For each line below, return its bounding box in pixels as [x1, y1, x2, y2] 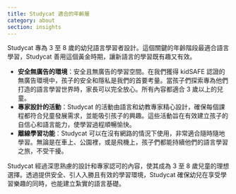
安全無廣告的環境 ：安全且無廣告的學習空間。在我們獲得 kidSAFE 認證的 [17, 68, 225, 76]
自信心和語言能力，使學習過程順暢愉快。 [17, 121, 136, 129]
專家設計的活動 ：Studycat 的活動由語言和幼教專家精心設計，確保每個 [17, 103, 219, 111]
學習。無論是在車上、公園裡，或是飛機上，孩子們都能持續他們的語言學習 [17, 138, 228, 147]
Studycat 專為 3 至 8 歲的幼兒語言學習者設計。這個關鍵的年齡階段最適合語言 [7, 44, 230, 52]
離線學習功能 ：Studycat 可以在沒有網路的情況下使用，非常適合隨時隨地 [17, 129, 225, 138]
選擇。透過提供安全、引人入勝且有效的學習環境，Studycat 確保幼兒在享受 [7, 171, 221, 179]
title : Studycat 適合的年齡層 [7, 10, 90, 18]
